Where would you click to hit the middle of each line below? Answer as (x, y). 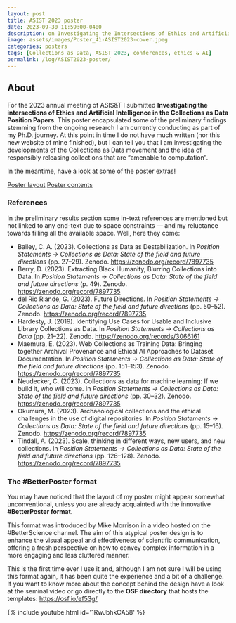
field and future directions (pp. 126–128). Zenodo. (89, 456)
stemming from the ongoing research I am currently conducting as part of (114, 127)
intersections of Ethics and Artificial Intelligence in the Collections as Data (118, 113)
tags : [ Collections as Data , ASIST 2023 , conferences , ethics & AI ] (110, 53)
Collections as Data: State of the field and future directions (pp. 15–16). (120, 425)
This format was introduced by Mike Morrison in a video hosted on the (109, 525)
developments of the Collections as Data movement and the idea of (105, 150)
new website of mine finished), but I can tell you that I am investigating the (115, 142)
